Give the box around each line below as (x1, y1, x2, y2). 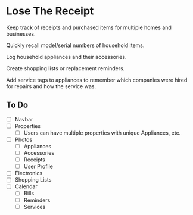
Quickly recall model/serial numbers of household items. (6, 42, 145, 49)
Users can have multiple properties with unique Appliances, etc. (23, 129, 181, 136)
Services (23, 203, 46, 210)
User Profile (23, 163, 54, 170)
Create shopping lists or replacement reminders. (6, 64, 125, 72)
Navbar (14, 116, 33, 123)
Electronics (14, 170, 43, 177)
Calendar (14, 183, 38, 190)
